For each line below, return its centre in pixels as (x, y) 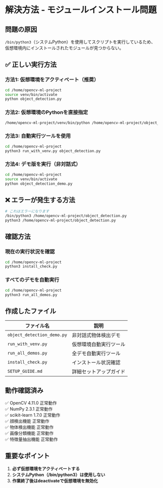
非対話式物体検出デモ (96, 335)
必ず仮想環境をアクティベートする (46, 469)
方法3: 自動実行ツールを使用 (38, 136)
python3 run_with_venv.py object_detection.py (53, 151)
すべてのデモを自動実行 (32, 280)
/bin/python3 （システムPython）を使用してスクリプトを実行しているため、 (80, 42)
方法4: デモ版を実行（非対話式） (43, 164)
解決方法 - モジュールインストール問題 (81, 10)
